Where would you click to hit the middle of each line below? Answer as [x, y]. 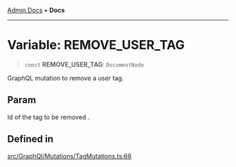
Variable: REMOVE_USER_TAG [96, 45]
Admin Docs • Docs [36, 10]
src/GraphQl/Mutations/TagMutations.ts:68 [70, 156]
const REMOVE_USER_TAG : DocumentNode [84, 64]
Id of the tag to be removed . [48, 117]
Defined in [31, 139]
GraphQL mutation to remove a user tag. [66, 78]
